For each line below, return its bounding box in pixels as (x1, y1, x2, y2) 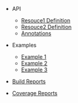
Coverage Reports (11, 90, 57, 96)
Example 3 (21, 66, 48, 73)
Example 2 (21, 60, 48, 67)
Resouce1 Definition (21, 17, 71, 24)
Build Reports (11, 78, 46, 85)
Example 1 (21, 53, 47, 60)
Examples (11, 42, 37, 48)
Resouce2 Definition (21, 24, 72, 30)
